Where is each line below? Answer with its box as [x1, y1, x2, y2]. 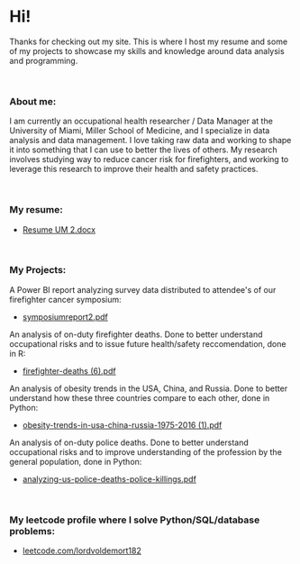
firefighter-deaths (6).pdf [22, 365, 116, 376]
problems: [9, 524, 56, 537]
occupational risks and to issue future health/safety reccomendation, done [9, 338, 286, 349]
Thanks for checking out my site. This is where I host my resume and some [9, 36, 288, 47]
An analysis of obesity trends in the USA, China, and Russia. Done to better [9, 383, 288, 394]
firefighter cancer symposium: [9, 294, 122, 305]
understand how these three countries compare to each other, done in [9, 392, 270, 403]
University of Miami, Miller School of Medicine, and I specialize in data [9, 125, 270, 136]
